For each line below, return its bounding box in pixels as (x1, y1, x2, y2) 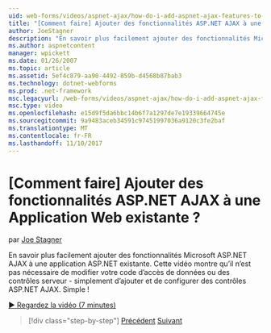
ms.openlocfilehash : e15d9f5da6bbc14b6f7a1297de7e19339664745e (8, 110, 226, 118)
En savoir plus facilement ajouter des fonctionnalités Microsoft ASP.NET (8, 251, 248, 260)
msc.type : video (8, 102, 63, 110)
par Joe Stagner (8, 235, 63, 244)
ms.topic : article (8, 65, 70, 73)
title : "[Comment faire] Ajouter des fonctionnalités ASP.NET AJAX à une (8, 19, 262, 27)
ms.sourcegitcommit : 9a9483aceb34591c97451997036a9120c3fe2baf (8, 117, 226, 125)
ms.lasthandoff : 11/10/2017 (8, 139, 103, 148)
